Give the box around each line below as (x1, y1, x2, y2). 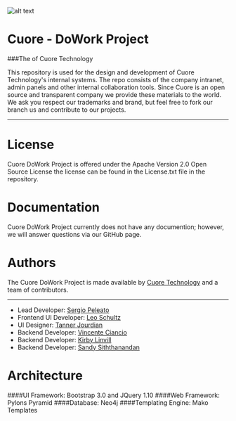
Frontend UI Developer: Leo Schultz (17, 313, 122, 321)
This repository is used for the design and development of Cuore (7, 67, 195, 77)
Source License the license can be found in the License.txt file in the (7, 167, 206, 176)
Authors (7, 255, 56, 271)
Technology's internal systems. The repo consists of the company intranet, (7, 75, 225, 84)
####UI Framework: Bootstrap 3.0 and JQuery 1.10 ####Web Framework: (7, 391, 220, 399)
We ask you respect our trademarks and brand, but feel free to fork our (7, 98, 213, 106)
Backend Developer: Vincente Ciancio (17, 328, 128, 337)
